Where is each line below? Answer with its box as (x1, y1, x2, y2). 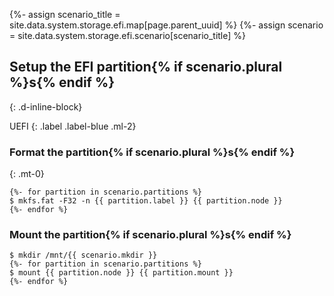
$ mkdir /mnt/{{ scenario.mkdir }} (9, 250, 158, 261)
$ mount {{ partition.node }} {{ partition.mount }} (9, 268, 234, 278)
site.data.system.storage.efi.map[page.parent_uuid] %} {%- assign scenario (9, 19, 324, 31)
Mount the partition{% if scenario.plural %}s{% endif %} (9, 228, 292, 242)
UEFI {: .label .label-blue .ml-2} (9, 120, 137, 132)
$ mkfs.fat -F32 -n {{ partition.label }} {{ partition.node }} (9, 196, 283, 206)
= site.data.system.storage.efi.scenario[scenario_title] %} (9, 30, 246, 41)
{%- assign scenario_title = (9, 9, 121, 20)
